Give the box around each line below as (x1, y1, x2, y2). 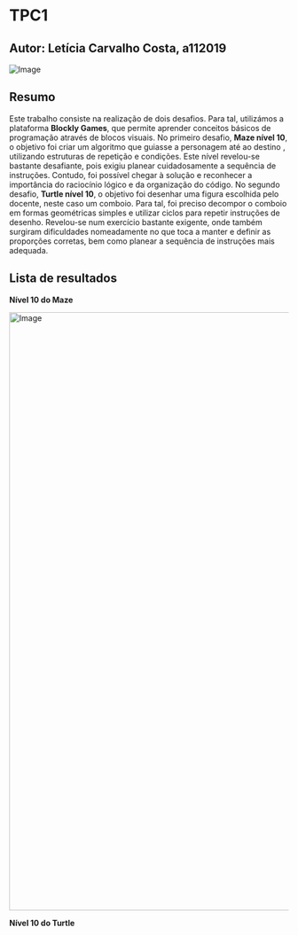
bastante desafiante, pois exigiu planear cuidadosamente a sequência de (9, 160, 277, 171)
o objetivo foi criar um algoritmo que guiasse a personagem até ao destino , (9, 141, 286, 152)
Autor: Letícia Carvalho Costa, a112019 (9, 41, 227, 56)
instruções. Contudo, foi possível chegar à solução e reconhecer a (9, 169, 253, 180)
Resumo (9, 90, 56, 105)
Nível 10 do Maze (9, 294, 74, 305)
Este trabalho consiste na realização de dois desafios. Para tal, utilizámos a (9, 113, 284, 124)
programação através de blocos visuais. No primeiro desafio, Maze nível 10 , (9, 132, 288, 143)
